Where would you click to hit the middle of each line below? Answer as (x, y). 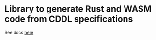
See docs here (19, 32)
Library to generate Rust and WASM (78, 9)
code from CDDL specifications (69, 19)
